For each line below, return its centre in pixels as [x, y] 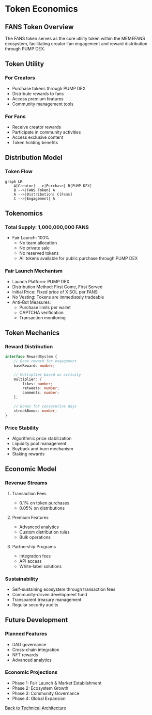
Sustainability [22, 579]
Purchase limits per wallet [45, 307]
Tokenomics [24, 214]
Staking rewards [28, 454]
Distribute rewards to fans [38, 94]
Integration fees [35, 556]
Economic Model [31, 469]
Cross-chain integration [36, 650]
